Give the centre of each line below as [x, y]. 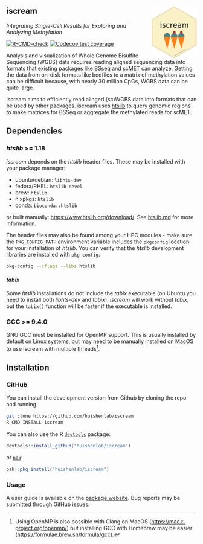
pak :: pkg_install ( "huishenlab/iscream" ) [58, 469]
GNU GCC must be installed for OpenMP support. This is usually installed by [101, 334]
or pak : [14, 457]
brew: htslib [31, 192]
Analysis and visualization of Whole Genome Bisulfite [72, 56]
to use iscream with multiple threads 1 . [53, 348]
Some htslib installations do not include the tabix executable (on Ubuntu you [101, 293]
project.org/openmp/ [41, 528]
